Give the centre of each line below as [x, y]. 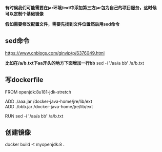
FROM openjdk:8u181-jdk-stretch [38, 92]
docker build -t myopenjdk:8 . [35, 144]
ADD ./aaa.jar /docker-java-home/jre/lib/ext [49, 101]
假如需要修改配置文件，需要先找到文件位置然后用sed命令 [62, 24]
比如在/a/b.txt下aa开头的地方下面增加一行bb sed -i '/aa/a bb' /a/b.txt [75, 63]
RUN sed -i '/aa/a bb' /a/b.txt [34, 116]
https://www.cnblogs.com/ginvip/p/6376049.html [55, 53]
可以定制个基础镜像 [24, 14]
